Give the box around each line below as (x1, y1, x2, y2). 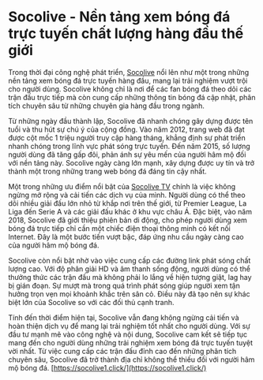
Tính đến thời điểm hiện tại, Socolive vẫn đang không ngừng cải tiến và (8, 312, 239, 322)
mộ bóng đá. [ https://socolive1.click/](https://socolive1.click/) (8, 363, 207, 372)
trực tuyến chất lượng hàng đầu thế (8, 24, 244, 43)
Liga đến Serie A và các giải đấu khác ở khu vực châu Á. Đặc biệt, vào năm (8, 207, 253, 216)
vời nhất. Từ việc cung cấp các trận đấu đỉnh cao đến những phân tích (8, 346, 237, 356)
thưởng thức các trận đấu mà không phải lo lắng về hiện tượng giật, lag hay (8, 272, 252, 281)
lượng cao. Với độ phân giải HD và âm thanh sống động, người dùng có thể (8, 264, 251, 274)
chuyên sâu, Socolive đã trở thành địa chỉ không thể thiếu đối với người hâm (8, 355, 255, 364)
